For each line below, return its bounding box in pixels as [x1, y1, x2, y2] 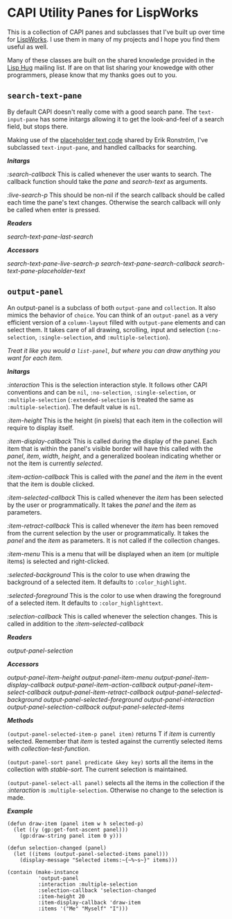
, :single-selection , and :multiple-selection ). [35, 333, 170, 341]
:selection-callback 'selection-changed [37, 886, 157, 894]
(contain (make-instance [7, 868, 79, 875]
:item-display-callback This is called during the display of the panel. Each [7, 437, 217, 445]
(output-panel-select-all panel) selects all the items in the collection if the [7, 778, 225, 787]
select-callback [7, 688, 52, 696]
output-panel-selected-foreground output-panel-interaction [43, 695, 215, 703]
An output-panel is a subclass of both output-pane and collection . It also [7, 303, 216, 311]
